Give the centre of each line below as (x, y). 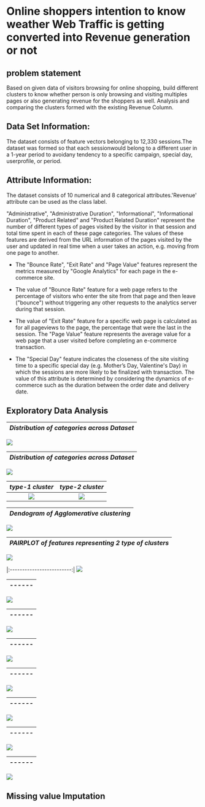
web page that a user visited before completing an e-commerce (96, 340)
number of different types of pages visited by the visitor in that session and (101, 226)
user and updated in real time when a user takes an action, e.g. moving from (103, 246)
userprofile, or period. (34, 161)
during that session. (40, 309)
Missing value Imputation (56, 796)
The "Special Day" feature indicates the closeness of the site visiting (102, 359)
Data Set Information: (48, 127)
